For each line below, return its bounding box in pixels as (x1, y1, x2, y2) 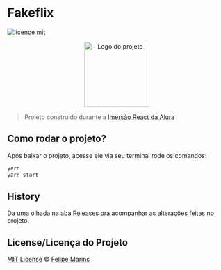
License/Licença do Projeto (7, 237, 129, 248)
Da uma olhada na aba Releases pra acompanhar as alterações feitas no (7, 209, 214, 217)
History (7, 190, 40, 202)
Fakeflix (7, 5, 54, 21)
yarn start (7, 171, 39, 178)
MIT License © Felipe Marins (7, 255, 90, 264)
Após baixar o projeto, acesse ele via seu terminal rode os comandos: (7, 151, 207, 159)
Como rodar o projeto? (7, 133, 106, 145)
